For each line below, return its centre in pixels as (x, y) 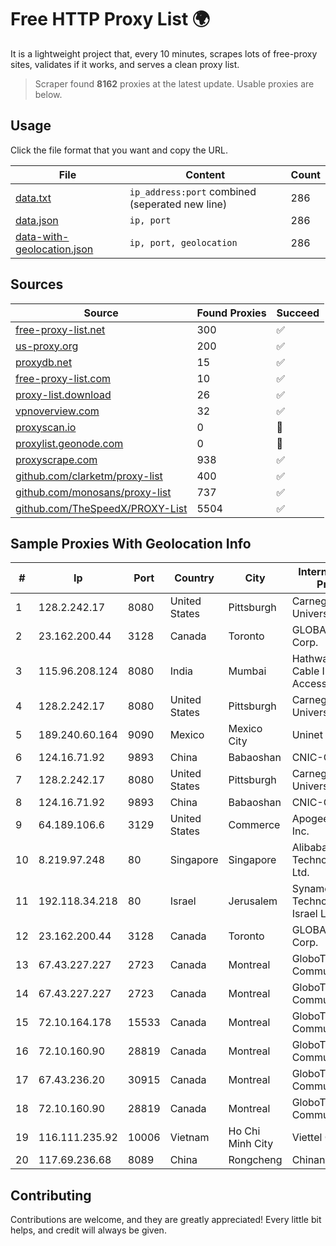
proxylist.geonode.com (69, 443)
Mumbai (247, 671)
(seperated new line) (178, 204)
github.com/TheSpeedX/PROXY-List (101, 508)
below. (48, 94)
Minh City (251, 1144)
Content (205, 174)
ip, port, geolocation (183, 242)
